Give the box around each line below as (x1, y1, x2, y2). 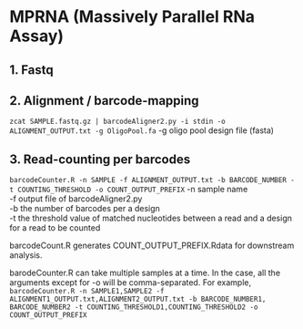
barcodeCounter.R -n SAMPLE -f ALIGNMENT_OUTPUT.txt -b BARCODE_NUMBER (9, 176, 287, 185)
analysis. (9, 250, 43, 261)
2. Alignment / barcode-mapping (9, 93, 199, 108)
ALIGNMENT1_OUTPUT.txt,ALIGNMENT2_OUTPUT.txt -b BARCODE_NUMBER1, (9, 294, 267, 304)
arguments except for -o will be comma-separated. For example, (9, 277, 252, 288)
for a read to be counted (9, 222, 101, 233)
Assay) (9, 26, 65, 46)
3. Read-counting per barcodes (9, 151, 191, 167)
